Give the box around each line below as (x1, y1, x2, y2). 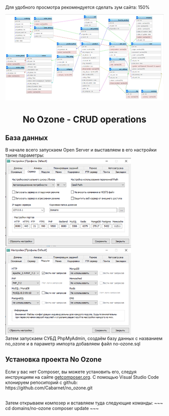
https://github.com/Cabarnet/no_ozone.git (5, 385, 93, 391)
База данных (5, 133, 48, 142)
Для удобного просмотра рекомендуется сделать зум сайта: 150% (5, 5, 150, 10)
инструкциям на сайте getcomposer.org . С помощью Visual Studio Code (5, 374, 159, 380)
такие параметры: (5, 152, 44, 158)
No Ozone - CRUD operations (22, 113, 147, 125)
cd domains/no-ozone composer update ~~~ (5, 405, 99, 411)
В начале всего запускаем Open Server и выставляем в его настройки (5, 147, 157, 153)
